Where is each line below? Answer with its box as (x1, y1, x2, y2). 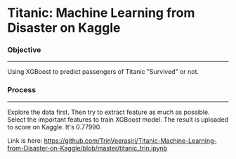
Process (7, 85, 37, 95)
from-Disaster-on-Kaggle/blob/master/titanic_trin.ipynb (7, 144, 167, 152)
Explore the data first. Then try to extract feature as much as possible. (7, 108, 210, 116)
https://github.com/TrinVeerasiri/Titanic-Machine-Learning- (44, 136, 217, 145)
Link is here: (7, 136, 43, 145)
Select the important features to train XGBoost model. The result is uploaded (7, 115, 229, 124)
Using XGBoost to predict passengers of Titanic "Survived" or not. (7, 68, 199, 76)
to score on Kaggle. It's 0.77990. (7, 122, 102, 131)
